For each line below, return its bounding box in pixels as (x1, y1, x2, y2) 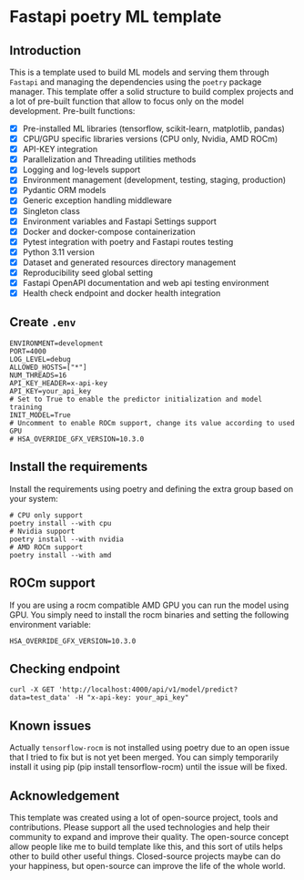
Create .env (9, 314, 76, 330)
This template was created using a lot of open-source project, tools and (9, 812, 279, 823)
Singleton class (22, 205, 80, 216)
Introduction (9, 43, 82, 58)
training (9, 403, 43, 412)
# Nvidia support (9, 527, 76, 536)
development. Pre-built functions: (9, 106, 136, 116)
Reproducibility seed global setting (22, 267, 153, 278)
